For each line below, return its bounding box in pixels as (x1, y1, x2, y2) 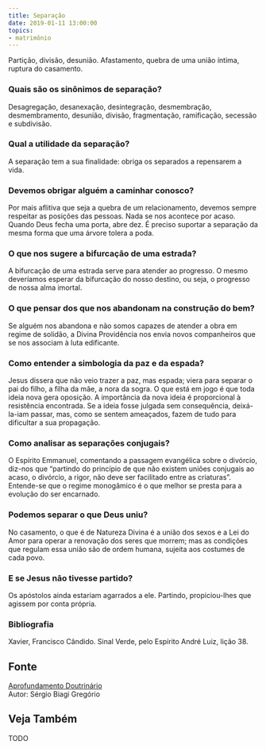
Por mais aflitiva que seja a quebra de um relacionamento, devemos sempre (8, 203, 256, 213)
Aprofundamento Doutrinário (8, 681, 102, 691)
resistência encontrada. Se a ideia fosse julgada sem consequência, (8, 401, 231, 411)
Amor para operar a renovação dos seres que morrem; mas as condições (8, 535, 249, 545)
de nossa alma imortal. (8, 283, 83, 292)
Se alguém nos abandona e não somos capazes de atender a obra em (8, 321, 237, 330)
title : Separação (8, 11, 66, 20)
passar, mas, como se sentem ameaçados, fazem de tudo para (30, 410, 237, 419)
